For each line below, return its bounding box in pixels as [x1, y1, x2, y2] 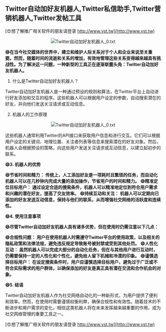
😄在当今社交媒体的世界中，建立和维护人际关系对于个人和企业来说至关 [5, 49, 148, 55]
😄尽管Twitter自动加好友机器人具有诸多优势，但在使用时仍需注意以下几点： [5, 224, 159, 230]
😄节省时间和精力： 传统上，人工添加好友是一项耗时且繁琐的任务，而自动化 [5, 172, 158, 178]
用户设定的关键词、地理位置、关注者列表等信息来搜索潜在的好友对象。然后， [5, 138, 161, 144]
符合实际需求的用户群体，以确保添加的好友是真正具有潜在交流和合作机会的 [5, 265, 157, 271]
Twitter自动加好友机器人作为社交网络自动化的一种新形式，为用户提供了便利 [5, 292, 158, 298]
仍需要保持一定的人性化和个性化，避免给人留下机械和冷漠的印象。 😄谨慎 [5, 252, 154, 258]
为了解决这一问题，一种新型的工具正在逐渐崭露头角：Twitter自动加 [18, 61, 155, 67]
